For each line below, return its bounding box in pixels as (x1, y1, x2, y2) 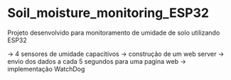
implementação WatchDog (7, 64, 85, 73)
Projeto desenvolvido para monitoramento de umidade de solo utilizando (7, 28, 220, 37)
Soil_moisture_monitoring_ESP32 (7, 5, 210, 21)
